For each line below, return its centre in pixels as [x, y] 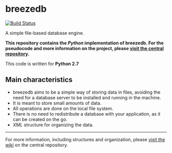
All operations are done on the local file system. [63, 108]
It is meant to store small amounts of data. [57, 103]
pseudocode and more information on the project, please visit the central [84, 48]
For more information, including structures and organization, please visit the [85, 139]
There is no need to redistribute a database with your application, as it [87, 114]
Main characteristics [39, 80]
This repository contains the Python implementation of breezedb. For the [84, 43]
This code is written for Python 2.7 [42, 63]
